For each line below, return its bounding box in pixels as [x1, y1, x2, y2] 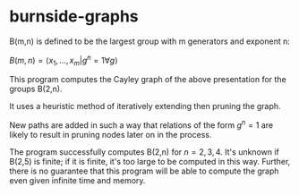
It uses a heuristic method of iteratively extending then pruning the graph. [9, 101, 281, 112]
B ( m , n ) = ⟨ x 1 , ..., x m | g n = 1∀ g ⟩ [9, 53, 118, 68]
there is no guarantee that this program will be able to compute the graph [9, 165, 279, 176]
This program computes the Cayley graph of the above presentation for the [9, 74, 286, 85]
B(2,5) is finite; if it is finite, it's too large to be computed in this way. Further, [9, 157, 291, 167]
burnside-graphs [9, 6, 139, 27]
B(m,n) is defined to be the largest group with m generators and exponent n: [9, 36, 291, 47]
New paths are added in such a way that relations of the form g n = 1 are [9, 118, 274, 131]
